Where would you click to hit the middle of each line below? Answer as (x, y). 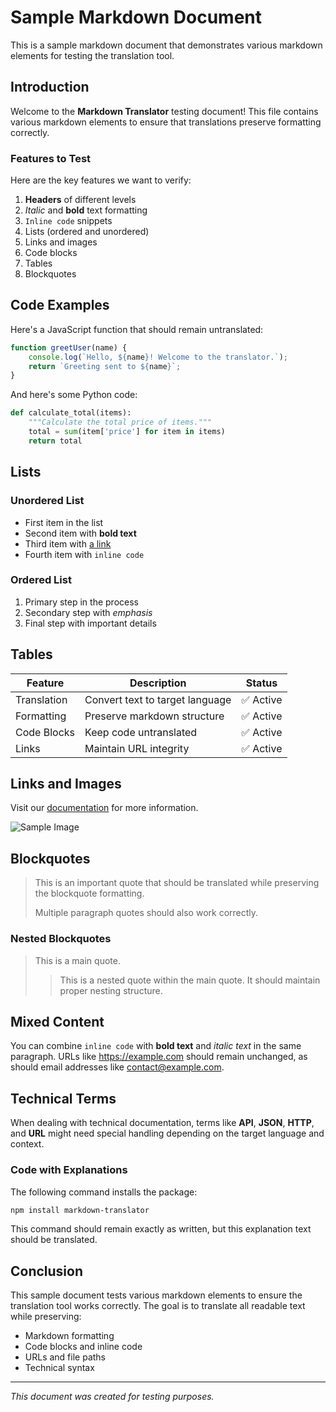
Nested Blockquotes (61, 939)
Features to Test (51, 158)
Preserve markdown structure (154, 716)
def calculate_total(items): (71, 413)
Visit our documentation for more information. (104, 808)
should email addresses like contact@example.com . (117, 1067)
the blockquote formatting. (89, 893)
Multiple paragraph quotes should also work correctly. (146, 913)
